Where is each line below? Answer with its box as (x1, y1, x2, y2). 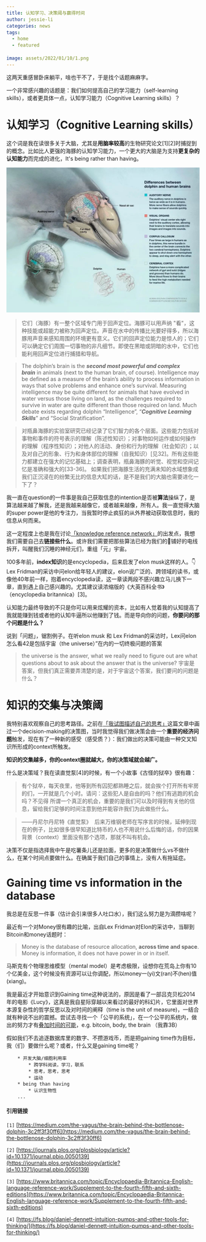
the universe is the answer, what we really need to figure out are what (21, 652, 198, 659)
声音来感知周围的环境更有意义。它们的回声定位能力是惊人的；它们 (32, 334, 199, 342)
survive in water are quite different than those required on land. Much (21, 401, 197, 408)
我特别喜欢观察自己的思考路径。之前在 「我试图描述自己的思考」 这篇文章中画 (6, 719, 200, 727)
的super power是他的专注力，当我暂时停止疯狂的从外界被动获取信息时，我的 (6, 509, 199, 516)
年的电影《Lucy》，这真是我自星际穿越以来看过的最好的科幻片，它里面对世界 (6, 998, 199, 1005)
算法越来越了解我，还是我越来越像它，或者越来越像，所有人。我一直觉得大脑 (6, 501, 200, 508)
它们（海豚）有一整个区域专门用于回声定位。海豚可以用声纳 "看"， (21, 319, 189, 326)
